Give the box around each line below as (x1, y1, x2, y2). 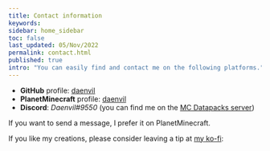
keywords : (8, 19, 42, 27)
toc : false (8, 34, 45, 42)
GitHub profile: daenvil (19, 85, 96, 95)
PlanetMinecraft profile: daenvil (19, 93, 127, 104)
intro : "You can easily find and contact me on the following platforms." (8, 64, 264, 72)
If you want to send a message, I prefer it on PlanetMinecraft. (8, 117, 211, 128)
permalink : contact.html (8, 49, 92, 57)
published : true (8, 57, 63, 65)
